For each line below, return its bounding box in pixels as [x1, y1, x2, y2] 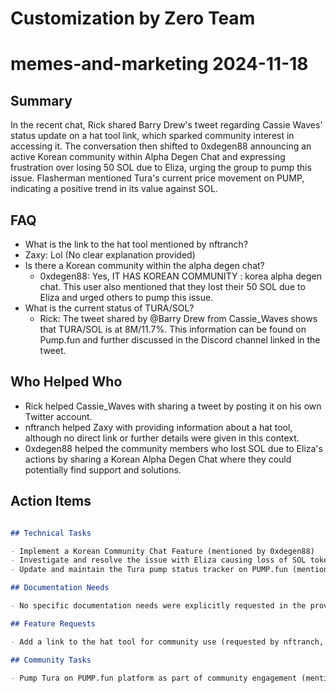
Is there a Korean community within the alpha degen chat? [24, 260, 265, 271]
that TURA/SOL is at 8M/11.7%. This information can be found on [39, 323, 307, 335]
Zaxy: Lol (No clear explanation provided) [24, 249, 196, 261]
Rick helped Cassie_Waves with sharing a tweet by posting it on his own [24, 400, 322, 412]
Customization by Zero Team [10, 7, 256, 30]
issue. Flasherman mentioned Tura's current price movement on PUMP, [10, 172, 305, 184]
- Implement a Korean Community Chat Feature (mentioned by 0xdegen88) [10, 546, 315, 556]
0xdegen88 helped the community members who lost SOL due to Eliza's [24, 442, 323, 454]
